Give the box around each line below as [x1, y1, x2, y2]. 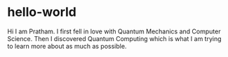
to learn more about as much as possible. [7, 42, 127, 50]
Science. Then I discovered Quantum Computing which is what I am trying [7, 34, 222, 42]
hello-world [7, 4, 77, 20]
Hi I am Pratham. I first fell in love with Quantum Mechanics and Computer [7, 27, 221, 35]
